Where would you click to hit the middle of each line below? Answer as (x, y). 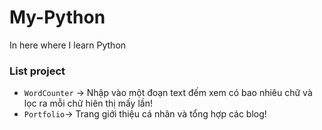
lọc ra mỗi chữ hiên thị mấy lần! (88, 103)
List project (37, 71)
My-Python (57, 17)
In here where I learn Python (68, 45)
